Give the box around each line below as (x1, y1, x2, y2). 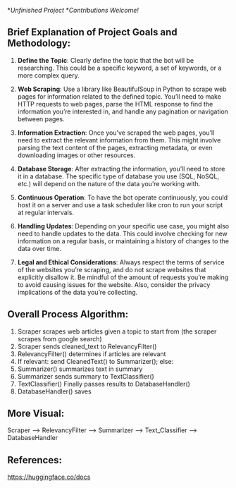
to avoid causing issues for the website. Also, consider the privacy (17, 280, 211, 288)
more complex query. (17, 71, 80, 80)
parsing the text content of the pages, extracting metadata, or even (17, 143, 213, 152)
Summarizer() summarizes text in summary (17, 365, 143, 373)
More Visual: (7, 408, 65, 420)
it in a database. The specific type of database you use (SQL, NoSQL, (17, 172, 220, 181)
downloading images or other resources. (17, 151, 136, 159)
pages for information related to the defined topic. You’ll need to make (17, 92, 222, 101)
